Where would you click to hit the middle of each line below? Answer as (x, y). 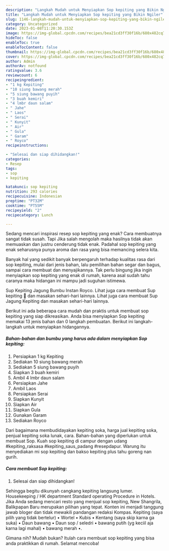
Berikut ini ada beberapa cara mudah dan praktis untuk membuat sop (77, 311)
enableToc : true (23, 43)
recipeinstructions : (27, 146)
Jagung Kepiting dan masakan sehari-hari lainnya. (57, 301)
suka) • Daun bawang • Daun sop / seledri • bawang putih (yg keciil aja (79, 523)
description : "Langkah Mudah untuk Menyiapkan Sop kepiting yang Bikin (82, 10)
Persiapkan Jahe (30, 383)
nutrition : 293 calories (32, 192)
